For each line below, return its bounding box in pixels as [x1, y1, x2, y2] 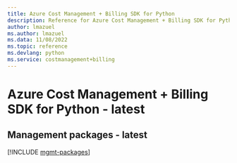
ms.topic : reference [7, 43, 68, 50]
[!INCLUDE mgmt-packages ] [7, 148, 90, 156]
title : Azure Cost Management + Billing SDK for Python [7, 10, 175, 18]
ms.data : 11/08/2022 [7, 37, 68, 44]
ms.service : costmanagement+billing [7, 56, 115, 63]
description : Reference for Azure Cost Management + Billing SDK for [7, 17, 217, 24]
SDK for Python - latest [7, 101, 145, 117]
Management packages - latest [7, 129, 148, 141]
